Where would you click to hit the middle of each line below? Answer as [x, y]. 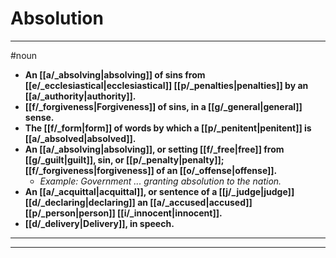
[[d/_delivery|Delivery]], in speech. [99, 223]
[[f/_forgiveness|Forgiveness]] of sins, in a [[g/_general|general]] [163, 106]
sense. [39, 117]
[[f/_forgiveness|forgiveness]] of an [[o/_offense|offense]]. [151, 170]
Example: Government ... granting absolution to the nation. [160, 181]
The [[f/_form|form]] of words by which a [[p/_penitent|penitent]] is [168, 128]
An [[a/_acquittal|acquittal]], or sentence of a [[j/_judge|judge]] [159, 191]
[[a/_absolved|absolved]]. [80, 138]
